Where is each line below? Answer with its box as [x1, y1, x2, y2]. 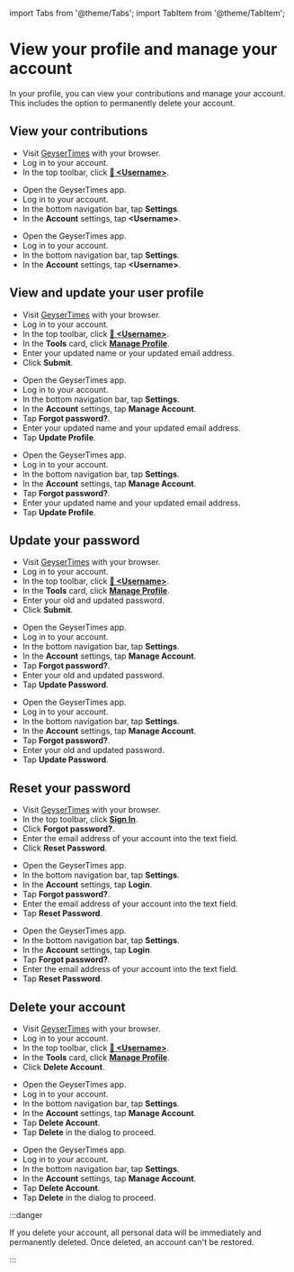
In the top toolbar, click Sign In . [22, 814, 138, 825]
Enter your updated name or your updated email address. [22, 347, 236, 359]
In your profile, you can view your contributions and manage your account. [9, 87, 286, 98]
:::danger [9, 1210, 43, 1220]
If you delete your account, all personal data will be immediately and [9, 1227, 263, 1238]
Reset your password [9, 780, 131, 795]
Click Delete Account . [22, 1062, 105, 1072]
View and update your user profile [9, 286, 204, 301]
